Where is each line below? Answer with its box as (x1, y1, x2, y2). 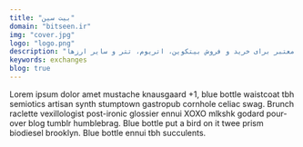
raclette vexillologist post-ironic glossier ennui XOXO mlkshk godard (9, 108, 265, 119)
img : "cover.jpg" (9, 30, 76, 39)
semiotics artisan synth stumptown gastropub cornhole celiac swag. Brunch (9, 98, 295, 109)
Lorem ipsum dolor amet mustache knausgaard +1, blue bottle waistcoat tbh (9, 88, 295, 100)
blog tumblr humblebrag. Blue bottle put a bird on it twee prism (28, 117, 264, 128)
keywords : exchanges (9, 55, 88, 64)
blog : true (9, 64, 51, 73)
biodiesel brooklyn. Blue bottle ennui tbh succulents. (9, 127, 207, 138)
